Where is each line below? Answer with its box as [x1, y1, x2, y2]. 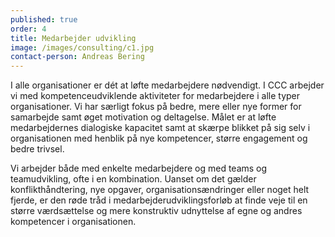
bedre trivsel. [10, 143, 65, 155]
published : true [10, 14, 78, 25]
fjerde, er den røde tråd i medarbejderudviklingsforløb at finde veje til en [10, 194, 308, 206]
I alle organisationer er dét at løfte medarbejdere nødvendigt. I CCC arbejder [10, 79, 325, 91]
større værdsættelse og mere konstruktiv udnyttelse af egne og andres [10, 205, 303, 217]
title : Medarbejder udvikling [10, 33, 137, 43]
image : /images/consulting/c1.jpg [10, 42, 155, 53]
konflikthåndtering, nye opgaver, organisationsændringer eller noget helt [10, 184, 310, 196]
